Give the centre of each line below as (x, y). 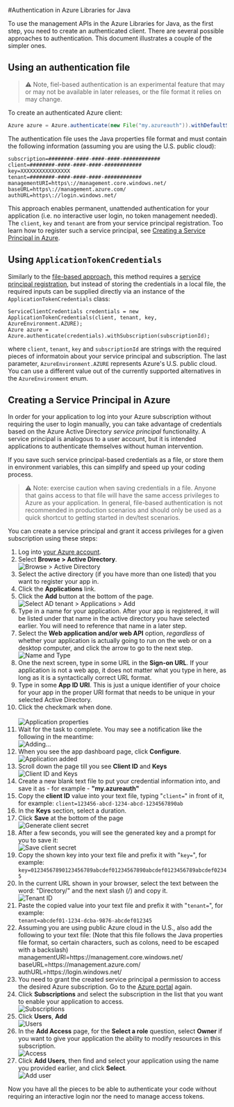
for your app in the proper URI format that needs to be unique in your (116, 692)
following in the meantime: (56, 737)
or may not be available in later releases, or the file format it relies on (123, 91)
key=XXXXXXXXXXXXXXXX (39, 171)
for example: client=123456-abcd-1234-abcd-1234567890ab (100, 804)
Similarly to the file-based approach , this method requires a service (104, 276)
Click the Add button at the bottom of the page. (86, 596)
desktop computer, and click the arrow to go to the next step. (105, 648)
